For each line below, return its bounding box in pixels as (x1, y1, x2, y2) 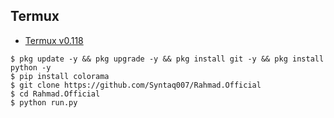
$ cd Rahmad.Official (10, 89, 101, 99)
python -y (10, 62, 52, 73)
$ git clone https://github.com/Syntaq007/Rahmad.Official (10, 80, 262, 90)
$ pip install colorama (10, 71, 110, 81)
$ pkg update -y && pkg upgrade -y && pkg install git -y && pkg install (10, 54, 325, 64)
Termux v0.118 (24, 34, 84, 46)
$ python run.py (10, 97, 78, 108)
